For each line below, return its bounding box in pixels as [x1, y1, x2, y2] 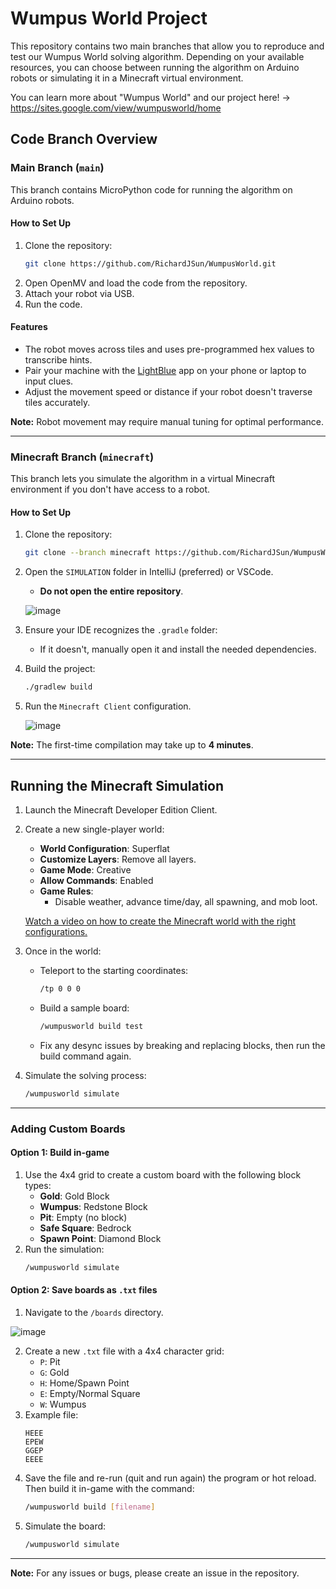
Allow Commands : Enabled [39, 874, 154, 886]
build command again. [39, 1050, 132, 1062]
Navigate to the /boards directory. [24, 1306, 164, 1318]
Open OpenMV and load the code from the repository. [24, 277, 248, 289]
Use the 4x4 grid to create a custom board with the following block [24, 1168, 302, 1181]
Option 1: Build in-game [10, 1147, 110, 1159]
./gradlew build [24, 682, 93, 692]
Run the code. [24, 298, 83, 310]
